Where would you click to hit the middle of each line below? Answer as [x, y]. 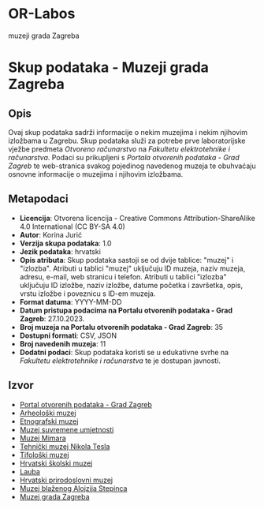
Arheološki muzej [48, 413]
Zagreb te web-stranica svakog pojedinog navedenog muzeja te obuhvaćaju [132, 166]
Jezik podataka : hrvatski [60, 251]
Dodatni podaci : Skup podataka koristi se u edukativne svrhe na [124, 352]
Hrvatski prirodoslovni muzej [66, 480]
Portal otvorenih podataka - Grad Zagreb [86, 404]
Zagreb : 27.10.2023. [52, 318]
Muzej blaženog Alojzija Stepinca [73, 488]
